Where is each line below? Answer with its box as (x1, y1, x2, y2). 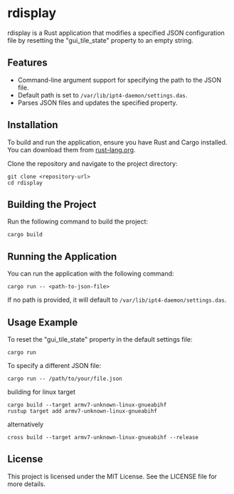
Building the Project (7, 198, 97, 211)
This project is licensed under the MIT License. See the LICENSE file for (7, 472, 218, 480)
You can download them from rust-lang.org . (7, 145, 136, 154)
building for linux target (7, 388, 76, 396)
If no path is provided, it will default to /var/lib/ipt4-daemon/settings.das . (7, 295, 227, 304)
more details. (7, 479, 46, 488)
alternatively (7, 420, 44, 429)
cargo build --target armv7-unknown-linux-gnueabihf (7, 401, 167, 409)
